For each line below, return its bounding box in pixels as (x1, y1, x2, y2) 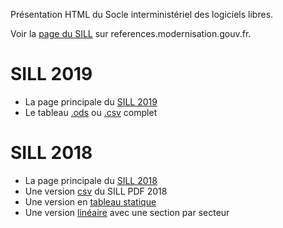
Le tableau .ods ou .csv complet (24, 106, 158, 118)
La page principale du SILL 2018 (24, 174, 158, 186)
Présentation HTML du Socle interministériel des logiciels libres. (10, 9, 274, 20)
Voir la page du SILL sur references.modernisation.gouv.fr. (10, 28, 252, 39)
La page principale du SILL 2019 (24, 95, 158, 108)
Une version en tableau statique (24, 195, 157, 208)
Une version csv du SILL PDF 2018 (24, 185, 168, 197)
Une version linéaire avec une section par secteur (24, 206, 230, 218)
